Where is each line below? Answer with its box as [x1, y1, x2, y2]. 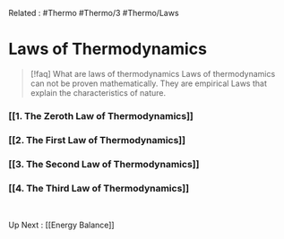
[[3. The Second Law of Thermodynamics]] [8, 158, 200, 170]
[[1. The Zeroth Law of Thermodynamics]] [8, 109, 194, 122]
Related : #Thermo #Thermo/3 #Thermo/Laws [8, 8, 180, 18]
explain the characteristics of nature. [30, 87, 167, 98]
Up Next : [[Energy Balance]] [8, 219, 115, 230]
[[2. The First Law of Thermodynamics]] [8, 133, 185, 146]
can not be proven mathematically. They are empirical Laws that [30, 78, 268, 89]
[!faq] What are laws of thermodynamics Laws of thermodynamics [30, 68, 276, 79]
